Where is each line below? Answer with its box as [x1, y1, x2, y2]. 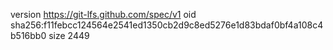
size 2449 [48, 30, 90, 41]
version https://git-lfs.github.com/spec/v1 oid [10, 9, 197, 20]
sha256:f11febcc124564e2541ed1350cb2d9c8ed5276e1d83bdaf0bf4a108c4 [10, 19, 324, 31]
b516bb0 [10, 30, 47, 41]
